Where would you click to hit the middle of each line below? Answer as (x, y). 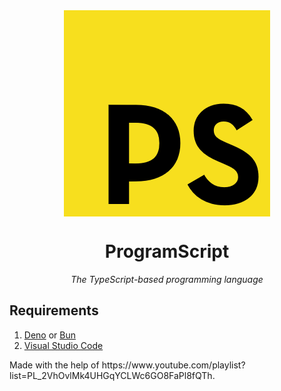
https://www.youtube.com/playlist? (173, 365)
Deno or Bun (49, 335)
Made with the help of (54, 365)
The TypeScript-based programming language (167, 279)
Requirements (54, 310)
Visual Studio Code (63, 345)
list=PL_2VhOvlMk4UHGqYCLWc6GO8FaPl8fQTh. (112, 375)
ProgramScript (167, 251)
